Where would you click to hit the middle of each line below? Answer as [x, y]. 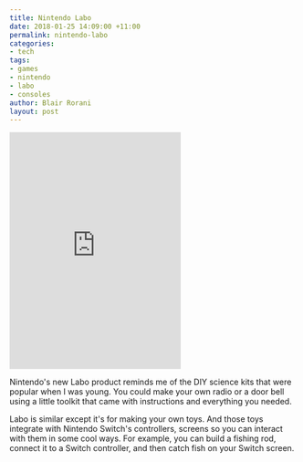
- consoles [30, 94]
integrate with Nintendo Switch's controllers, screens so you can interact [146, 429]
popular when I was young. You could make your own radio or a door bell [147, 392]
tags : [20, 60]
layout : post [34, 111]
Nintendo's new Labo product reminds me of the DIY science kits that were [151, 382]
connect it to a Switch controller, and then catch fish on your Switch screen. [152, 448]
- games [24, 69]
